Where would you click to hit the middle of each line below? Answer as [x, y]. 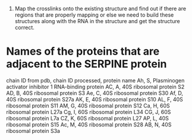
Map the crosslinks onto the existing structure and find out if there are [100, 9]
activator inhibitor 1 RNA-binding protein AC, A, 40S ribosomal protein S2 [95, 87]
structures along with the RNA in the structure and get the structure [97, 21]
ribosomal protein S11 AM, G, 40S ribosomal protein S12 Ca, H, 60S [88, 106]
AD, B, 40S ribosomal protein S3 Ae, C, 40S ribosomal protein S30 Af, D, [95, 93]
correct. [24, 27]
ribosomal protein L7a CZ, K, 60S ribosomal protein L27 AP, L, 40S [88, 118]
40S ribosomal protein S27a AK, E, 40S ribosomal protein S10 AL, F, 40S [95, 99]
